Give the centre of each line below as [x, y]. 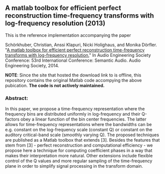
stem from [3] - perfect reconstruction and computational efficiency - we [79, 145]
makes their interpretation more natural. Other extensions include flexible [79, 156]
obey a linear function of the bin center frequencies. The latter [83, 119]
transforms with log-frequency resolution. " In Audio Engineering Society [78, 55]
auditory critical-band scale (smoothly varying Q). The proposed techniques [82, 135]
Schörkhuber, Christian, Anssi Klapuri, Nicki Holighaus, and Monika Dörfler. [81, 45]
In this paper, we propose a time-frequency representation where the [75, 109]
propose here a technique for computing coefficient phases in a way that [79, 150]
